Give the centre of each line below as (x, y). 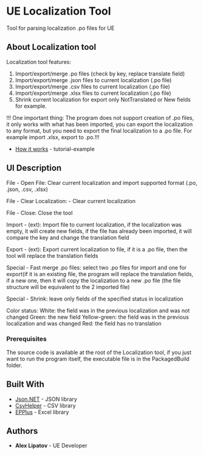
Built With (25, 384)
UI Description (34, 168)
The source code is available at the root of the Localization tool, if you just (99, 352)
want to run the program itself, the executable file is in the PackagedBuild (98, 359)
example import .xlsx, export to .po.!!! (53, 137)
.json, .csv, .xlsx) (27, 189)
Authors (22, 431)
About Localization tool (51, 47)
